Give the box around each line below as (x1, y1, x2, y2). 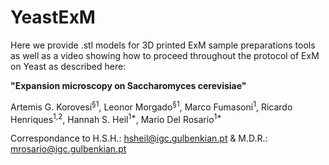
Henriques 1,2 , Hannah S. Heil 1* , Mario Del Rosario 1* (10, 111, 222, 125)
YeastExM (10, 6, 96, 29)
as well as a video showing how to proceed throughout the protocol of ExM (10, 49, 320, 61)
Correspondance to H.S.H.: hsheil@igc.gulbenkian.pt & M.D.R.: (10, 132, 268, 145)
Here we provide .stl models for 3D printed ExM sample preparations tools (10, 39, 316, 51)
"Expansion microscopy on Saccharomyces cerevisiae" (10, 79, 247, 91)
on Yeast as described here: (10, 60, 127, 72)
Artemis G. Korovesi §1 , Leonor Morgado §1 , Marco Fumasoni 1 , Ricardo (10, 99, 293, 113)
